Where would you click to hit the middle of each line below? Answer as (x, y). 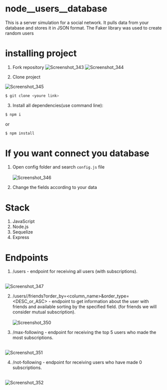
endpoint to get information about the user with (100, 301)
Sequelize (23, 232)
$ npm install (20, 133)
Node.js (20, 227)
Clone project (26, 77)
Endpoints (27, 257)
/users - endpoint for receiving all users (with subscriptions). (75, 271)
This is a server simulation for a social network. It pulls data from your (77, 22)
